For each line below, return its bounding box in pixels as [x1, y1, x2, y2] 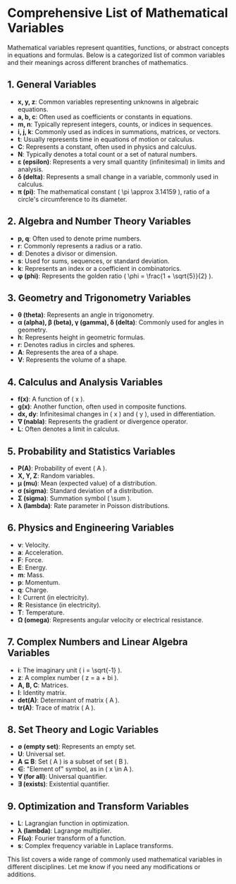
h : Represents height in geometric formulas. [17, 333, 146, 341]
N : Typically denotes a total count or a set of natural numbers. [17, 150, 198, 158]
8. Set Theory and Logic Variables [7, 724, 159, 736]
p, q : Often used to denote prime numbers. [17, 234, 142, 243]
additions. [7, 870, 37, 879]
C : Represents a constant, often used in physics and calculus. [17, 143, 197, 151]
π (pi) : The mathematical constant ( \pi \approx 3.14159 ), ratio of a [17, 187, 210, 195]
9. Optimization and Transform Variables [7, 800, 190, 812]
